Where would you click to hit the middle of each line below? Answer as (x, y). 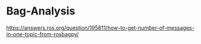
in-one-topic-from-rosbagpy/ (43, 34)
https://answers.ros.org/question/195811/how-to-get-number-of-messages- (100, 28)
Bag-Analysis (41, 11)
